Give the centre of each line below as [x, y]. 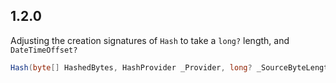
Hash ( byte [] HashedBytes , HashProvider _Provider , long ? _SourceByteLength [171, 67]
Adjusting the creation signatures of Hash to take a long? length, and [150, 40]
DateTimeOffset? [44, 50]
